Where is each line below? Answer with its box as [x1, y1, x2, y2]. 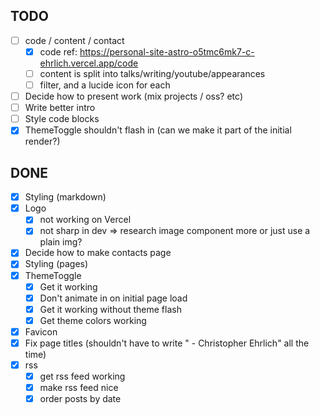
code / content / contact [24, 34, 125, 46]
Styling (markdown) [24, 191, 107, 203]
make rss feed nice [39, 382, 119, 394]
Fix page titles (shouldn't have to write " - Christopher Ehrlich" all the [24, 337, 310, 349]
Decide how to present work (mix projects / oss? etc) [24, 90, 243, 103]
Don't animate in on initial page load [39, 292, 188, 304]
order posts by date [39, 393, 122, 405]
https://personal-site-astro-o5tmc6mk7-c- [79, 45, 255, 58]
